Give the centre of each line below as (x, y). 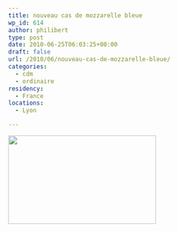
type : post (26, 37)
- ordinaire (35, 81)
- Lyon (26, 111)
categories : (28, 67)
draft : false (30, 52)
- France (30, 96)
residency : (26, 88)
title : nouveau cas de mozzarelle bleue (76, 15)
